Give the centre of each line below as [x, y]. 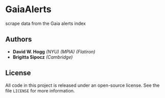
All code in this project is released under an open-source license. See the [82, 85]
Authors [19, 39]
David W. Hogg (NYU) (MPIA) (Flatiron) [54, 51]
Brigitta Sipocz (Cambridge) [43, 57]
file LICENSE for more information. [40, 90]
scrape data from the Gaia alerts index [45, 23]
